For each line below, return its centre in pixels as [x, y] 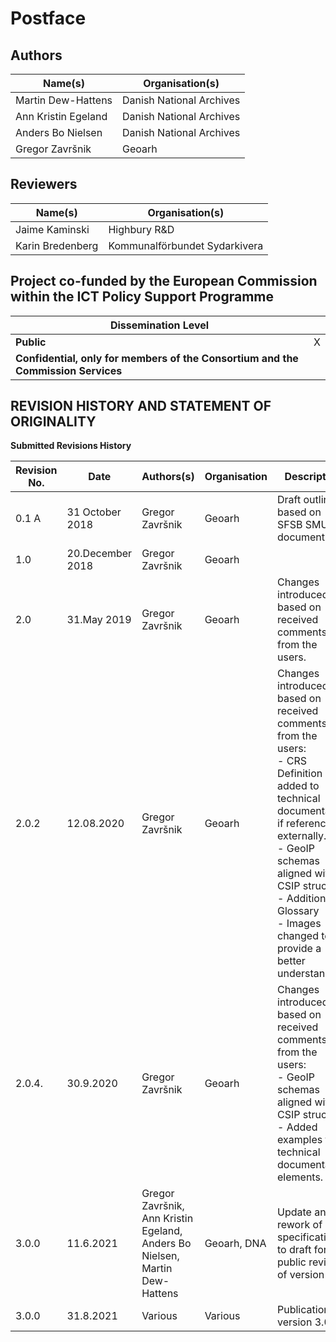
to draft [294, 1250]
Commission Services [69, 370]
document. [302, 537]
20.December [99, 554]
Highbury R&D [141, 229]
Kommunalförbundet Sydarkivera [186, 245]
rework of [300, 1225]
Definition [300, 774]
